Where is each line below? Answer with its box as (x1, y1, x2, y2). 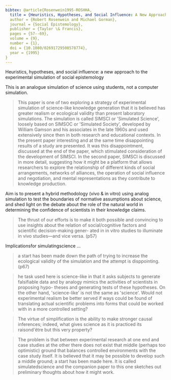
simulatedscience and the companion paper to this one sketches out (17, 364, 161, 370)
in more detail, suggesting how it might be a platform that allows (17, 159, 153, 165)
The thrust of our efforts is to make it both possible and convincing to (17, 217, 163, 223)
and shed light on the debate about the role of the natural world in (5, 201, 144, 208)
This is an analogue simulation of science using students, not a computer (5, 84, 159, 90)
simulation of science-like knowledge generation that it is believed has (17, 105, 165, 111)
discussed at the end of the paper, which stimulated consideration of (17, 148, 162, 155)
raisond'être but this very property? (17, 327, 93, 333)
